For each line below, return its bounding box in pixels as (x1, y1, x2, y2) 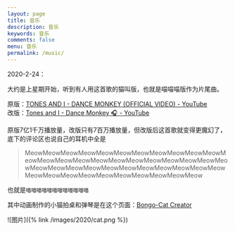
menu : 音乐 (7, 43, 37, 50)
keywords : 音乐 (7, 30, 50, 37)
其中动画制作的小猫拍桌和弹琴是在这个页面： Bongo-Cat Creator (7, 200, 192, 208)
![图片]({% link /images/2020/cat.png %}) (7, 216, 128, 224)
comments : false (7, 37, 55, 44)
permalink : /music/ (7, 50, 65, 57)
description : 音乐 (7, 23, 59, 30)
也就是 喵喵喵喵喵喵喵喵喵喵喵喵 (7, 185, 89, 194)
